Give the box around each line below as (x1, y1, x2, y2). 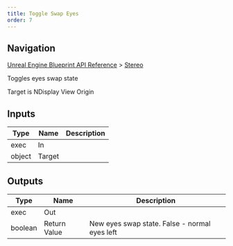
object (10, 151, 31, 161)
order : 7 (7, 17, 33, 24)
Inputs (7, 108, 36, 120)
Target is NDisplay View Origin (7, 88, 94, 96)
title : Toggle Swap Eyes (7, 10, 79, 17)
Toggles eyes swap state (7, 74, 78, 83)
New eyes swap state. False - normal (89, 218, 211, 228)
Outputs (7, 175, 44, 187)
